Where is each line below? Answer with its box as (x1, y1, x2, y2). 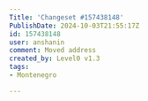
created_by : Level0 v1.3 (9, 54, 100, 63)
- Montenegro (9, 71, 57, 80)
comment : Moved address (9, 46, 97, 55)
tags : (9, 63, 29, 72)
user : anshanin (9, 37, 65, 47)
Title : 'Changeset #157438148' (9, 12, 124, 22)
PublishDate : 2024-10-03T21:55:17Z (9, 21, 140, 30)
